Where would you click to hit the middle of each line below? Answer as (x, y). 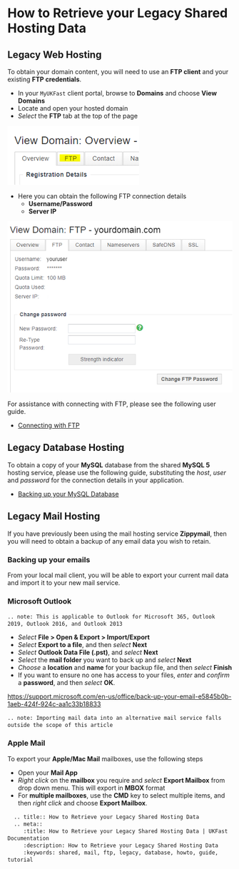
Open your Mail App (48, 773)
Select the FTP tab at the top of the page (77, 116)
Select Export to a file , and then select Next (82, 645)
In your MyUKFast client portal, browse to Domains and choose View (117, 93)
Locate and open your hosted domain (73, 108)
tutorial (20, 860)
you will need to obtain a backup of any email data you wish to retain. (109, 541)
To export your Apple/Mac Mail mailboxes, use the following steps (105, 758)
